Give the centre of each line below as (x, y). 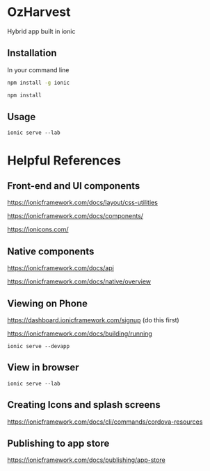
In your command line (38, 69)
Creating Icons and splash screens (84, 405)
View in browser (43, 368)
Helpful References (64, 160)
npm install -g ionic (39, 83)
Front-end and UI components (74, 186)
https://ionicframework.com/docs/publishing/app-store (86, 460)
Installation (32, 53)
